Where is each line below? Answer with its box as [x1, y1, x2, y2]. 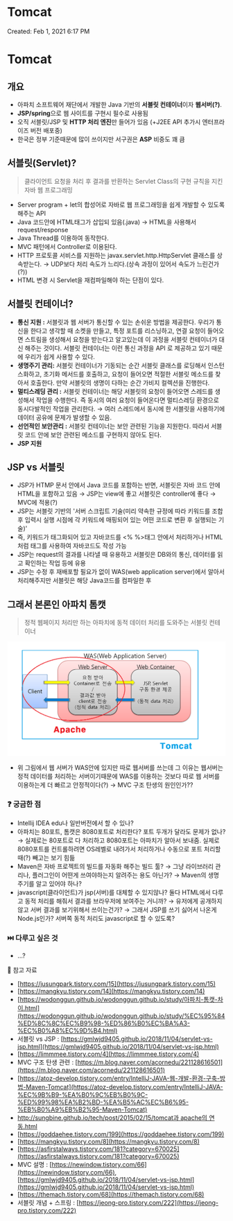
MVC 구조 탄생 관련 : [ [17, 1058, 78, 1066]
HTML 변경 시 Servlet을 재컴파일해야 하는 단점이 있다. [17, 275, 164, 284]
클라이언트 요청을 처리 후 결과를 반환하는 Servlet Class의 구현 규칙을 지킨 [24, 177, 223, 185]
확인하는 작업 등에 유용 [24, 559, 87, 567]
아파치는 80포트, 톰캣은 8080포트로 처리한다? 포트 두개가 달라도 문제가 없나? [17, 827, 226, 835]
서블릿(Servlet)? [7, 157, 77, 169]
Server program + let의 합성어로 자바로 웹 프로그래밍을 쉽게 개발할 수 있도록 [17, 200, 225, 209]
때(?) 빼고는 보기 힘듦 [17, 854, 76, 862]
